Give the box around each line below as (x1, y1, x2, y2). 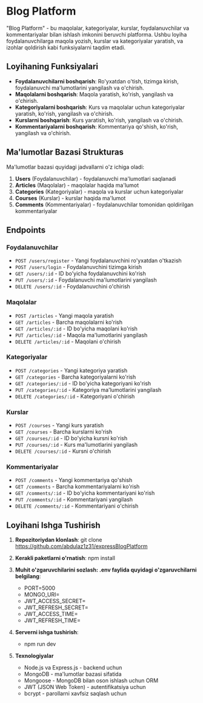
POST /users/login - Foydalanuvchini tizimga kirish (15, 264, 142, 271)
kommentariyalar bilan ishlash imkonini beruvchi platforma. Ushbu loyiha (6, 30, 187, 38)
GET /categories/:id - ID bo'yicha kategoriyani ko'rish (15, 379, 151, 387)
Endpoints (6, 225, 46, 235)
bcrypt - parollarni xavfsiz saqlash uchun (24, 690, 127, 698)
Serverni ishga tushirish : (15, 629, 79, 636)
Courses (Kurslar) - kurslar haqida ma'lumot (15, 194, 126, 201)
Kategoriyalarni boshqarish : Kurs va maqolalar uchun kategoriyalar (15, 103, 185, 111)
